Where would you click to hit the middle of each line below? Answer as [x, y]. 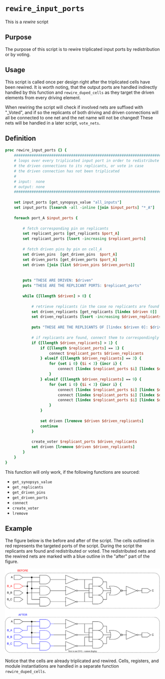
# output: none [29, 187]
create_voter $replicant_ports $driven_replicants [84, 442]
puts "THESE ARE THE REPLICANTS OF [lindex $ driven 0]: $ [92, 327]
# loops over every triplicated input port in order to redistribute [87, 161]
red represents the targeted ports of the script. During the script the [74, 546]
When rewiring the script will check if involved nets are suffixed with [74, 107]
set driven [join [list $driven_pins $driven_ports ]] [79, 265]
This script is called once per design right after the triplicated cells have [78, 82]
